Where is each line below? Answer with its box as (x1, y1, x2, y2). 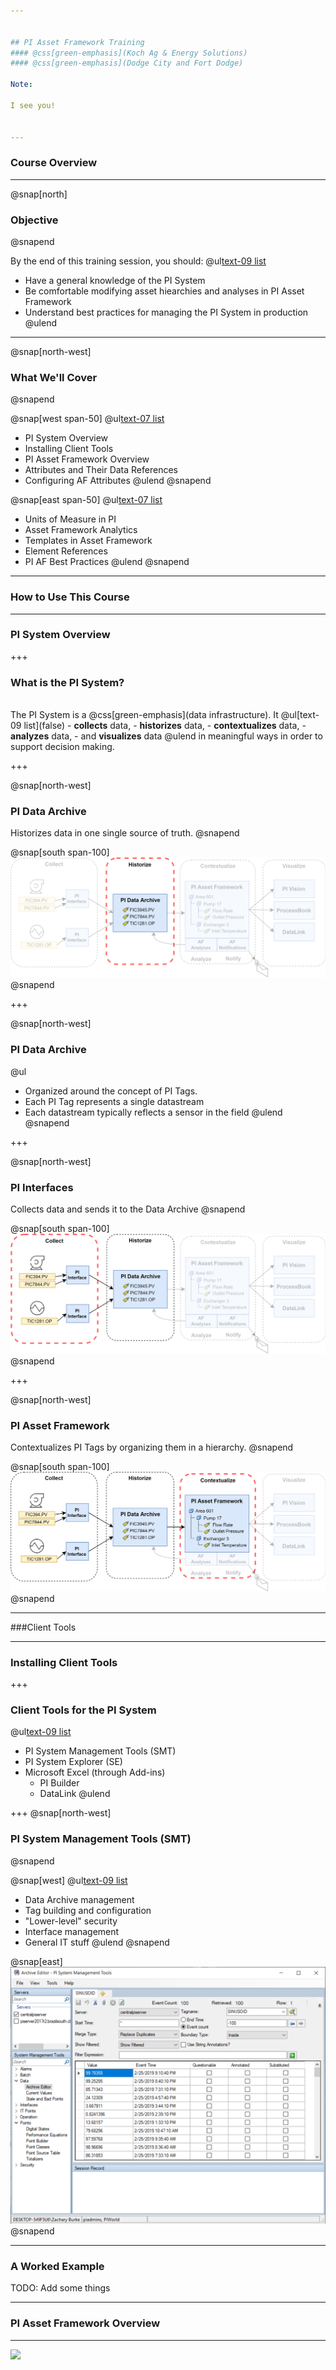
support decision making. (10, 741, 115, 753)
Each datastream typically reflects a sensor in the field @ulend (24, 1106, 283, 1118)
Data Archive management (24, 1893, 135, 1905)
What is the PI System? (10, 675, 125, 689)
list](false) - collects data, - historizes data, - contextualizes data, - (23, 720, 307, 732)
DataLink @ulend (39, 1788, 111, 1800)
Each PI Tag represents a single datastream (24, 1095, 205, 1107)
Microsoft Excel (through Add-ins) (24, 1766, 166, 1779)
